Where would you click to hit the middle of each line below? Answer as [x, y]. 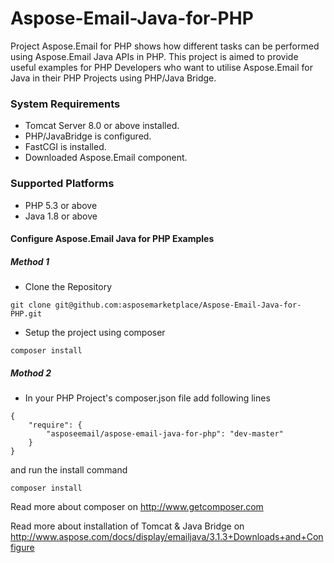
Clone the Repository [68, 287]
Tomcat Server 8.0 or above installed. [102, 126]
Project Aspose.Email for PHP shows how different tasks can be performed [165, 46]
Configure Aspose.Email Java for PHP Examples [112, 239]
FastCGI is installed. [65, 147]
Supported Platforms [62, 184]
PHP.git [26, 314]
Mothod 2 [31, 373]
